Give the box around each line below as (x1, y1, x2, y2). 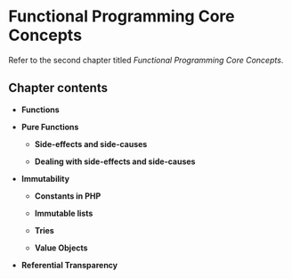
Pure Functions (20, 121, 79, 132)
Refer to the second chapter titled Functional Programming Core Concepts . (8, 54, 284, 65)
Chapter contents (8, 80, 109, 95)
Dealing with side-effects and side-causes (34, 156, 196, 167)
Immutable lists (34, 208, 93, 218)
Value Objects (34, 242, 88, 253)
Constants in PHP (34, 190, 101, 201)
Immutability (20, 173, 70, 184)
